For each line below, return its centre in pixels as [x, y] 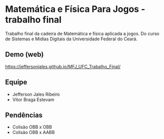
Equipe [16, 82]
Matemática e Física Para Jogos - [75, 9]
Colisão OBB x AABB [34, 133]
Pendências [24, 115]
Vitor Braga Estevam [33, 99]
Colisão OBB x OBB [32, 127]
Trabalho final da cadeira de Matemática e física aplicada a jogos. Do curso [82, 33]
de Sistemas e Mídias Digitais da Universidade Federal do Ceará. [71, 39]
